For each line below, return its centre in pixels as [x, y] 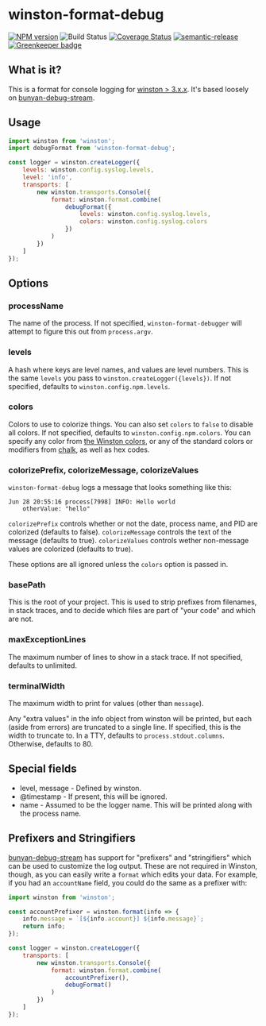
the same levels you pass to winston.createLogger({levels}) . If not [120, 378]
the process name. [50, 813]
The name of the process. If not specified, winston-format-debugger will [125, 323]
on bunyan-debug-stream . [52, 98]
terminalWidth [37, 686]
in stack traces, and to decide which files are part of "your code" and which [132, 611]
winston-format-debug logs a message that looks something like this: [120, 488]
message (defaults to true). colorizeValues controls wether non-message [129, 541]
